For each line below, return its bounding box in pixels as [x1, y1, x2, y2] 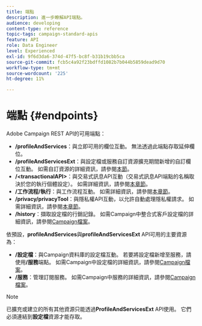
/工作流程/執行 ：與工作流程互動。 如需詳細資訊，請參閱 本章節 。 [14, 188, 174, 195]
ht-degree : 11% [6, 76, 44, 82]
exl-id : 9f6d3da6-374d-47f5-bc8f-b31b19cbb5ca [6, 54, 125, 60]
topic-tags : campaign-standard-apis [6, 31, 98, 37]
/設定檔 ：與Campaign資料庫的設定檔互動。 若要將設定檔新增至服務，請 [14, 251, 192, 259]
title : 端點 [6, 8, 34, 15]
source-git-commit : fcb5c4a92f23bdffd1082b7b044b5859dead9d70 [6, 59, 165, 65]
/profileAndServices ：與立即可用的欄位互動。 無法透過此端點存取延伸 [14, 143, 190, 150]
